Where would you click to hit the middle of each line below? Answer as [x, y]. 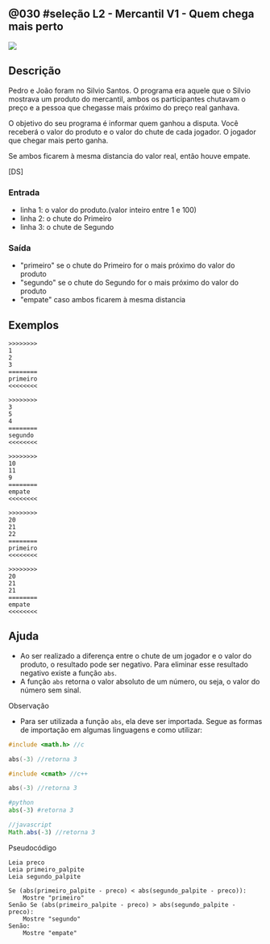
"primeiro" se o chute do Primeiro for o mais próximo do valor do [127, 265]
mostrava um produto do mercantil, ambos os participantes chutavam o [127, 99]
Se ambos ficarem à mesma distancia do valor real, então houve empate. [130, 156]
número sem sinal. [51, 690]
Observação [29, 705]
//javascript [30, 825]
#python [21, 803]
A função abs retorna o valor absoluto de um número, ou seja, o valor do [140, 681]
